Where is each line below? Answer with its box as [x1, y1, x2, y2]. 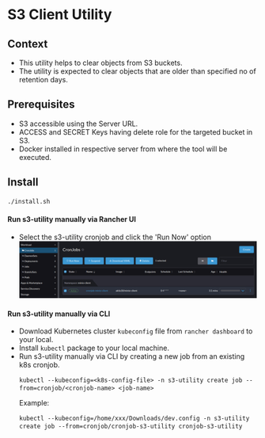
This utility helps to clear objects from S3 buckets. [18, 58, 183, 67]
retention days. [18, 75, 68, 84]
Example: [18, 398, 50, 408]
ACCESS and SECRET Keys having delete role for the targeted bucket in [18, 127, 253, 136]
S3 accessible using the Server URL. [18, 119, 138, 128]
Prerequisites [7, 97, 75, 112]
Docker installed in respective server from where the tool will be [18, 144, 228, 154]
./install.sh [7, 197, 51, 205]
